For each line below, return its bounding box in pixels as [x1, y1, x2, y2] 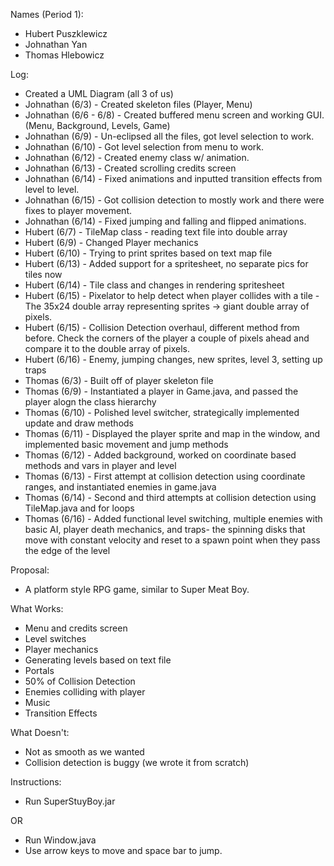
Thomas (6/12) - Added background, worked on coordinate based [24, 449, 297, 461]
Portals [24, 665, 55, 676]
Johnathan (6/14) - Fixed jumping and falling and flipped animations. [24, 215, 307, 227]
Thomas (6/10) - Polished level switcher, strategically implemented [24, 407, 300, 418]
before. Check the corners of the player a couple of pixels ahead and [24, 332, 310, 344]
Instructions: [10, 776, 62, 788]
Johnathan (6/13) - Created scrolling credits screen [24, 162, 237, 174]
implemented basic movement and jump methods [24, 439, 229, 450]
